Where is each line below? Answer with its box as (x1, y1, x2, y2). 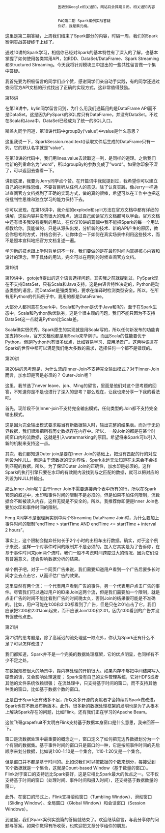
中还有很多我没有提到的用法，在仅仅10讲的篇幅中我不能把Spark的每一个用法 (5, 219, 160, 225)
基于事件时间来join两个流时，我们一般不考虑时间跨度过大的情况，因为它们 (5, 550, 155, 556)
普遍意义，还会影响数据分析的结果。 (9, 556, 82, 562)
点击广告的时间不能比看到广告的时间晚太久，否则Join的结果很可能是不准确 (5, 595, 156, 601)
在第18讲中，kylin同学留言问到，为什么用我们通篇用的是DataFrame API (5, 105, 148, 111)
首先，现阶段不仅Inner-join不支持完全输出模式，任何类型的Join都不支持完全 (5, 405, 158, 411)
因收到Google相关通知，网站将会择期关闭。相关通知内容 (57, 4, 156, 9)
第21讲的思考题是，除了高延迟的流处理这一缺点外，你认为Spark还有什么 (5, 635, 151, 640)
